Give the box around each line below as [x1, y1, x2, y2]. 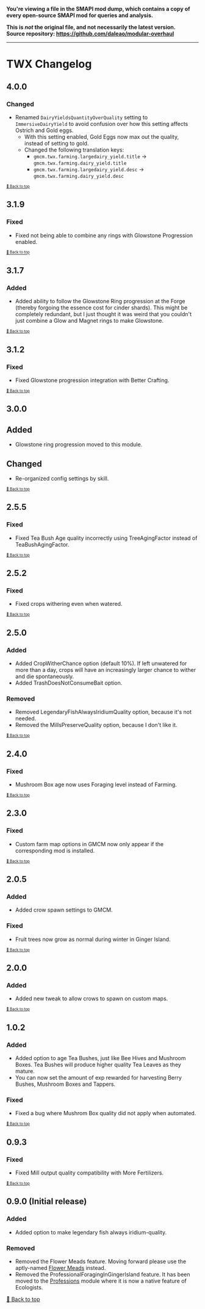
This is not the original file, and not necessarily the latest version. [6, 24, 176, 31]
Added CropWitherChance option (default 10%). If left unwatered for [15, 660, 187, 667]
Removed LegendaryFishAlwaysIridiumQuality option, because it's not [15, 709, 192, 716]
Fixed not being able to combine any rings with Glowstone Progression [15, 232, 193, 239]
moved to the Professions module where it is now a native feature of [15, 1277, 187, 1285]
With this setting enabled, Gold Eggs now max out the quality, [24, 133, 179, 140]
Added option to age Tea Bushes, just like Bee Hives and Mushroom [15, 1055, 186, 1062]
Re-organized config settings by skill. [15, 474, 109, 482]
